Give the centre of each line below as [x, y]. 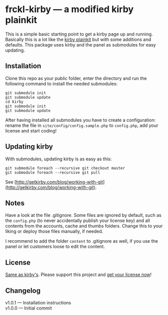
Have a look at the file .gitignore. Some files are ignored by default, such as [83, 215]
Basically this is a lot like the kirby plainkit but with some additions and [78, 39]
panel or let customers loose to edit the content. [55, 247]
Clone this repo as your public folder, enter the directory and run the [76, 78]
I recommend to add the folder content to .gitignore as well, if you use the [81, 241]
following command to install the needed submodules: [61, 83]
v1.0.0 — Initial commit [29, 308]
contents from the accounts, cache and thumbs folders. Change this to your [84, 226]
